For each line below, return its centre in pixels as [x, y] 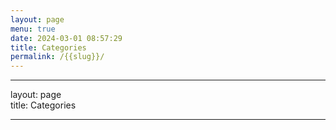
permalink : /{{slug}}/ [57, 57]
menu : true [33, 29]
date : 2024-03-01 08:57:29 [66, 38]
